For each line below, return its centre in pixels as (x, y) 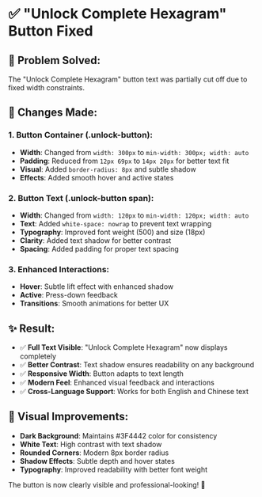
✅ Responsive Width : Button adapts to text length (102, 374)
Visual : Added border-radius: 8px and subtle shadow (108, 169)
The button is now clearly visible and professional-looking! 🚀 (107, 484)
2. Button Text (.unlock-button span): (81, 198)
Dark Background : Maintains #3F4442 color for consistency (118, 435)
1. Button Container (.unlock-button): (80, 135)
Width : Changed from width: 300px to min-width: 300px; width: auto (134, 152)
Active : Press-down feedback (69, 295)
